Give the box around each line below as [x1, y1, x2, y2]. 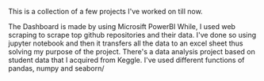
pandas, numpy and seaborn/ [8, 64, 105, 73]
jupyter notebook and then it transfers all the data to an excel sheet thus [8, 39, 243, 48]
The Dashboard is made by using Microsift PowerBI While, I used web [8, 22, 236, 31]
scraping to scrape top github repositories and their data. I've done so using [8, 31, 257, 39]
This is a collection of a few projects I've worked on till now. [8, 7, 204, 16]
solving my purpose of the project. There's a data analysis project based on [8, 47, 256, 56]
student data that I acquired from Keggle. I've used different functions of [8, 55, 245, 64]
